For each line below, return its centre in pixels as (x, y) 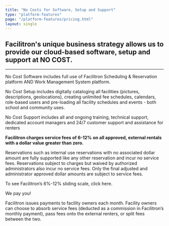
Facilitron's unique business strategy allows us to (84, 44)
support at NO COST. (39, 60)
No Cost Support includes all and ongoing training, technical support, (77, 117)
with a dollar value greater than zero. (45, 143)
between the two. (23, 219)
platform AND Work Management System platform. (58, 82)
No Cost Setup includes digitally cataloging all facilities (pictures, (72, 92)
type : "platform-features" (33, 15)
